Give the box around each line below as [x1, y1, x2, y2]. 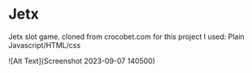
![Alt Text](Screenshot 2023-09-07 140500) [8, 56, 156, 66]
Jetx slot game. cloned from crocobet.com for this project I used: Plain [8, 32, 245, 41]
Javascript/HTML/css [8, 40, 81, 49]
